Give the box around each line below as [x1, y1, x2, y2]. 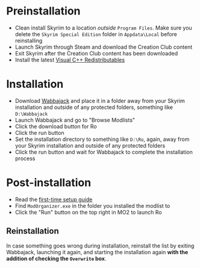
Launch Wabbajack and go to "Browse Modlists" [14, 116, 136, 123]
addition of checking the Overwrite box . [6, 255, 107, 262]
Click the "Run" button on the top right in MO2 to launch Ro [14, 208, 162, 216]
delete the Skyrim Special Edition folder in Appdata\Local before [14, 30, 178, 37]
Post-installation [6, 176, 92, 190]
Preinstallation [6, 4, 81, 18]
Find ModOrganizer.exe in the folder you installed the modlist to [14, 202, 170, 209]
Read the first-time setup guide [14, 196, 93, 203]
